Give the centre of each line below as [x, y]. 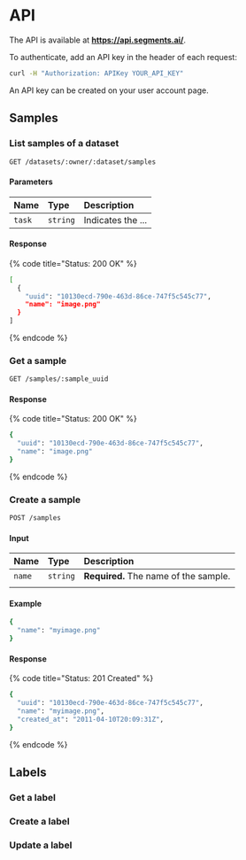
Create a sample [45, 500]
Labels [28, 773]
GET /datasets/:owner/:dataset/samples [83, 162]
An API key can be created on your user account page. [109, 90]
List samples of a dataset [64, 143]
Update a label [41, 845]
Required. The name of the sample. [157, 577]
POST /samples [35, 518]
